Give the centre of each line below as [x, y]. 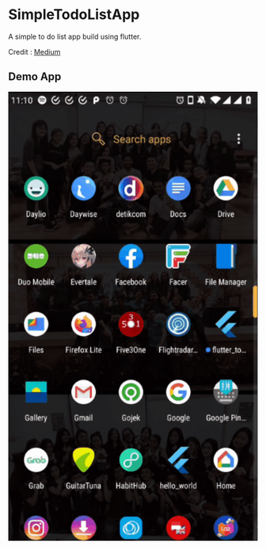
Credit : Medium [34, 51]
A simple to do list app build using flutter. [75, 36]
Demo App [35, 77]
